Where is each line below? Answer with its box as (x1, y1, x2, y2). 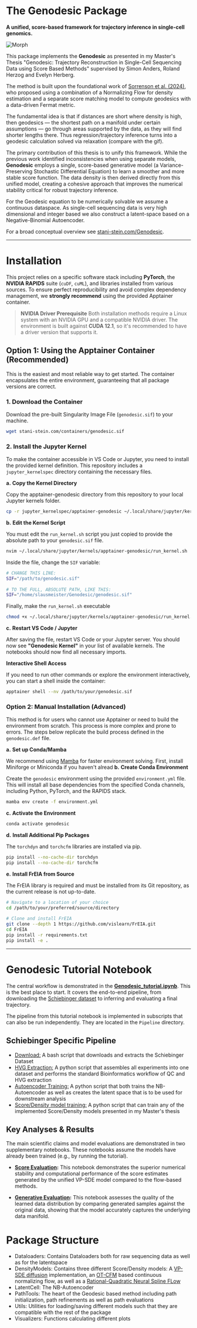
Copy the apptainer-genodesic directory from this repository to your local (6, 491, 184, 498)
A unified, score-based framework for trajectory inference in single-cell (6, 23, 185, 31)
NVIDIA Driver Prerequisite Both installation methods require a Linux (20, 310, 188, 317)
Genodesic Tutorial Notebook (6, 963, 152, 976)
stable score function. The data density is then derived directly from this (6, 174, 181, 181)
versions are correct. (6, 383, 57, 390)
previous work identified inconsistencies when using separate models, (6, 155, 176, 162)
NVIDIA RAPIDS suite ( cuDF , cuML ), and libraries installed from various (6, 280, 174, 287)
